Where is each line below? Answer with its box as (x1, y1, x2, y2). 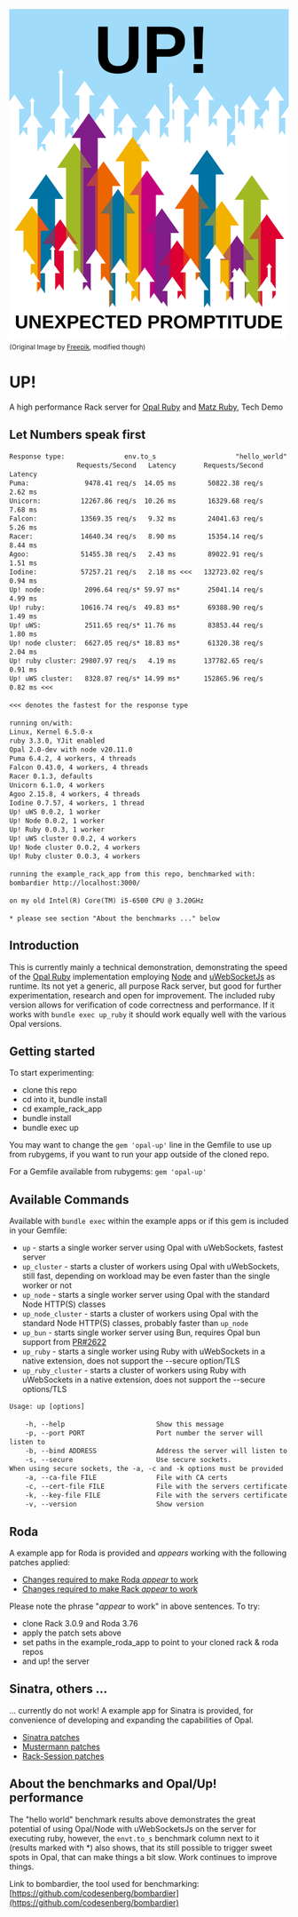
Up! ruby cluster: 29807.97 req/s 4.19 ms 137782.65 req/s (9, 656, 264, 665)
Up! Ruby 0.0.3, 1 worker (9, 825, 105, 834)
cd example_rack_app (21, 1103, 103, 1114)
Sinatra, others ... (9, 1682, 108, 1697)
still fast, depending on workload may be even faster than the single (21, 1270, 271, 1282)
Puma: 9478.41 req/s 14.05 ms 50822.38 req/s (9, 479, 264, 488)
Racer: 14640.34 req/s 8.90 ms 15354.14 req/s (9, 532, 264, 541)
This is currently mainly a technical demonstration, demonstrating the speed (9, 961, 288, 972)
